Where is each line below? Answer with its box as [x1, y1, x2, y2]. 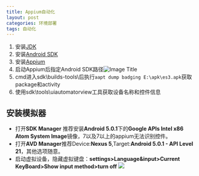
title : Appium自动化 [6, 8, 56, 15]
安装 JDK [15, 43, 37, 50]
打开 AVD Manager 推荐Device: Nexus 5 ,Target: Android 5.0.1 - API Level [15, 140, 194, 148]
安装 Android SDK [15, 51, 59, 58]
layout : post [6, 15, 39, 21]
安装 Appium [15, 58, 45, 65]
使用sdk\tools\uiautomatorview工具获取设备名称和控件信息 [15, 88, 161, 96]
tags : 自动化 [6, 25, 36, 32]
